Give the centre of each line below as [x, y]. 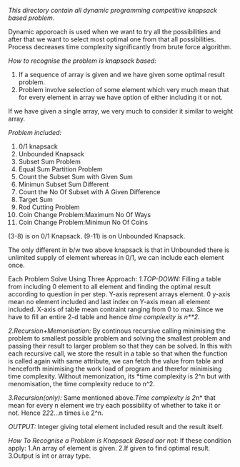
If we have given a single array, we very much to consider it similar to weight [121, 111]
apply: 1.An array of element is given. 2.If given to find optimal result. [109, 448]
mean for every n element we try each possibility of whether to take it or [114, 405]
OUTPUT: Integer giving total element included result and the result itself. [116, 427]
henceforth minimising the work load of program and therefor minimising [115, 368]
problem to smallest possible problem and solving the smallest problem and [119, 338]
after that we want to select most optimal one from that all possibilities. [112, 39]
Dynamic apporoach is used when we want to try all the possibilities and [114, 32]
